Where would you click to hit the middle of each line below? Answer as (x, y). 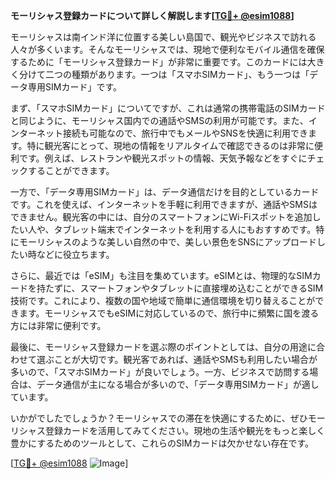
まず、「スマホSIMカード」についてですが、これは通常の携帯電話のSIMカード (168, 108)
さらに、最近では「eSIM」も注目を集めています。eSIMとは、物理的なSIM (161, 275)
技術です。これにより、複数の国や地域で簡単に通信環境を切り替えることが (163, 300)
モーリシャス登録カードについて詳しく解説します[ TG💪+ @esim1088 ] (152, 15)
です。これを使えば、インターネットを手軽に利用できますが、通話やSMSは (164, 204)
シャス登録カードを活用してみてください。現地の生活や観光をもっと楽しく (172, 430)
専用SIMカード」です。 (74, 87)
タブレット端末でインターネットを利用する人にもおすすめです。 (185, 229)
